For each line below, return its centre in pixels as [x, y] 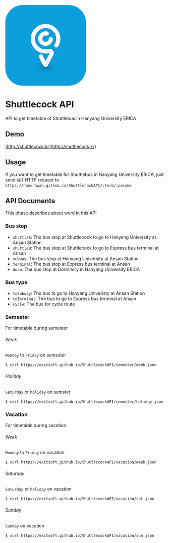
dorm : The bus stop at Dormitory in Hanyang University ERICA [76, 269]
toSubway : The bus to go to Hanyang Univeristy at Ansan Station [79, 293]
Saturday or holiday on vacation [38, 489]
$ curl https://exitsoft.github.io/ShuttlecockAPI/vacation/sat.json [80, 499]
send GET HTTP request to [32, 179]
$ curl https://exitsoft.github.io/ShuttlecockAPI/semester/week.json [81, 365]
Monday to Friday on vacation [35, 453]
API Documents [30, 201]
